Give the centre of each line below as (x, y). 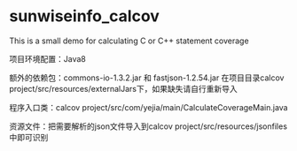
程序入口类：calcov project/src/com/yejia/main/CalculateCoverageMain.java (148, 107)
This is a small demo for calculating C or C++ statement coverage (129, 41)
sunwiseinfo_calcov (84, 16)
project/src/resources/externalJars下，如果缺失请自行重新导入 (123, 88)
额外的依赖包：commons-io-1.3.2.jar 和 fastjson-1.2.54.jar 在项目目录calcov (147, 78)
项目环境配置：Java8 (47, 58)
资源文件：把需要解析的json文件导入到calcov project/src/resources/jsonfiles (148, 126)
